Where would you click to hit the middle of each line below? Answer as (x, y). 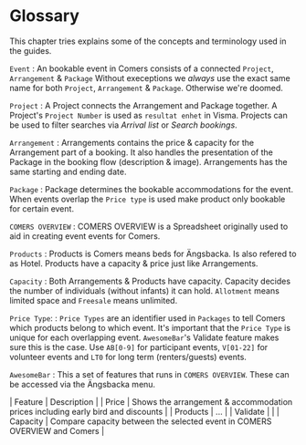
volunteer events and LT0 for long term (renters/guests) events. (128, 357)
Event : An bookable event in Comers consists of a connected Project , (142, 68)
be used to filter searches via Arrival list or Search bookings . (123, 125)
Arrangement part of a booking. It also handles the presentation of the (142, 152)
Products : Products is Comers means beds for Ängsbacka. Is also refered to (153, 254)
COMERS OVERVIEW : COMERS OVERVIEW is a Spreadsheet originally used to (149, 226)
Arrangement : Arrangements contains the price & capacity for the (132, 142)
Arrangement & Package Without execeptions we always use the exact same (150, 78)
